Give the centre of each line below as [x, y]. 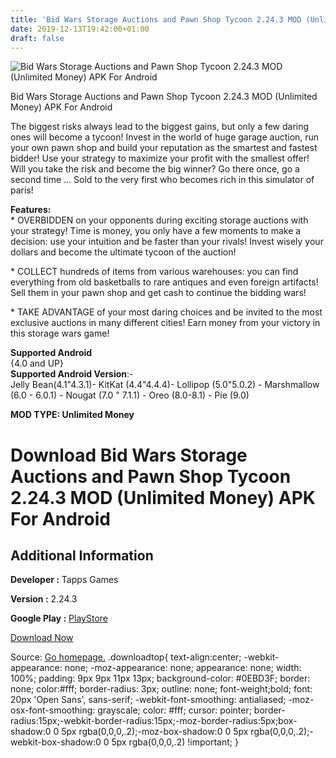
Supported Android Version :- [72, 374]
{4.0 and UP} [37, 363]
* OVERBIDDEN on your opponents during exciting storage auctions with [159, 220]
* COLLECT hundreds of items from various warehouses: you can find [154, 272]
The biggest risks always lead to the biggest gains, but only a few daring [160, 127]
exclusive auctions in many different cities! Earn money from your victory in [165, 323]
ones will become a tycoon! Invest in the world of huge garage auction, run [165, 137]
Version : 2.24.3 [44, 599]
